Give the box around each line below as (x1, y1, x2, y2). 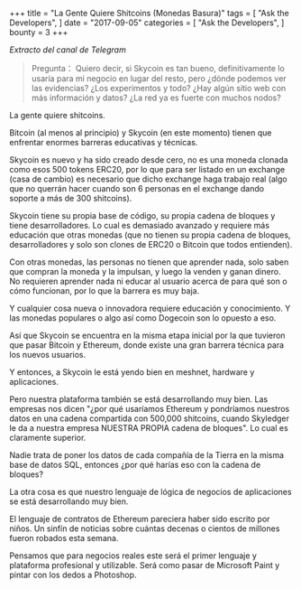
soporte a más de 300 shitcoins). (9, 193, 132, 203)
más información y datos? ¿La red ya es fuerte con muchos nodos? (31, 92, 281, 103)
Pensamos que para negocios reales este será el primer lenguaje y (9, 550, 257, 561)
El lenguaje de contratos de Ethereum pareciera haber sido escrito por (9, 514, 270, 524)
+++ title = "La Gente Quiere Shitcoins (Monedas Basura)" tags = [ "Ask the (9, 8, 290, 18)
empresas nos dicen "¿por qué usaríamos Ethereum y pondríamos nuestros (9, 404, 290, 414)
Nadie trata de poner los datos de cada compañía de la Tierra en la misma (9, 450, 285, 460)
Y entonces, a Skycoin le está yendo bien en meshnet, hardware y (9, 367, 255, 378)
